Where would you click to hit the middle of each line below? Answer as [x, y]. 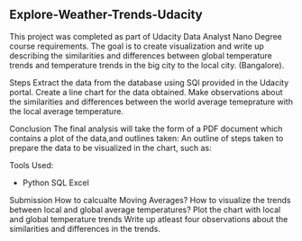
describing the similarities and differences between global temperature [141, 55]
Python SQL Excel [56, 183]
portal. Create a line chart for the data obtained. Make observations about [146, 92]
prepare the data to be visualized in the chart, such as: [110, 147]
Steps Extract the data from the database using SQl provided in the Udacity [149, 82]
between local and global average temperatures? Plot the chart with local [145, 210]
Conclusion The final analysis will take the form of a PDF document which [146, 129]
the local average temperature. [67, 111]
